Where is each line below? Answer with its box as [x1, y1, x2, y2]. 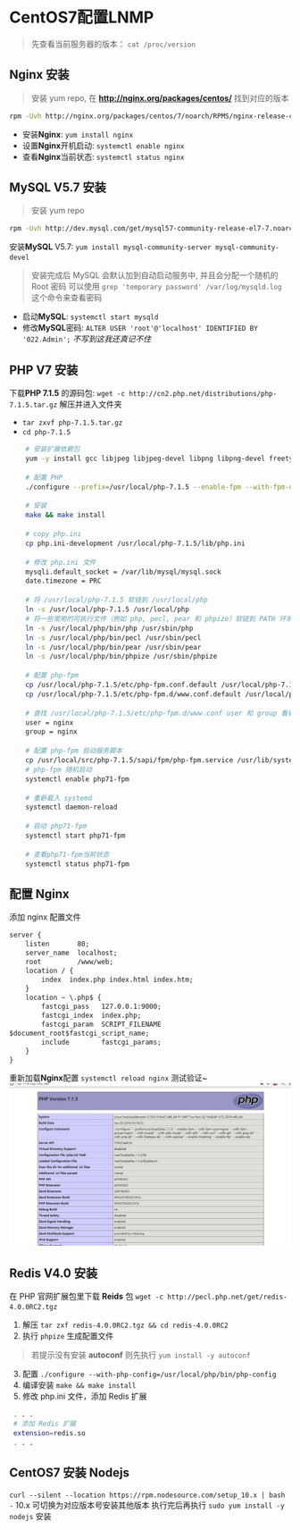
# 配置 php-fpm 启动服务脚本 [25, 746, 123, 755]
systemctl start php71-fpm [25, 831, 126, 840]
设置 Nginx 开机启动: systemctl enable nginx [21, 139, 185, 151]
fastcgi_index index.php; [41, 1011, 142, 1021]
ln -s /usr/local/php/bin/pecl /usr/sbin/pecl [25, 633, 202, 643]
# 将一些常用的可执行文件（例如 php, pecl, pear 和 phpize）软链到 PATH [25, 614, 276, 623]
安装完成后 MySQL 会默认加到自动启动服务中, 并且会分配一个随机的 [30, 270, 279, 281]
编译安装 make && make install [21, 1380, 137, 1390]
